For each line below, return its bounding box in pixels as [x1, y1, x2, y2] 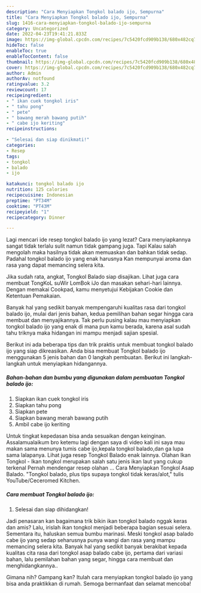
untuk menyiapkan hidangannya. [26, 360, 108, 368]
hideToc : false [6, 43, 44, 49]
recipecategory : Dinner [6, 214, 66, 221]
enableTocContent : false [6, 53, 68, 59]
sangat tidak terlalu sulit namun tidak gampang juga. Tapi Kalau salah [6, 242, 176, 249]
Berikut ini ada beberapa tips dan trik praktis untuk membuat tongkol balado [6, 341, 193, 348]
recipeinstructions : [6, 126, 58, 132]
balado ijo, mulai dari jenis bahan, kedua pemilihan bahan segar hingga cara [6, 310, 193, 318]
